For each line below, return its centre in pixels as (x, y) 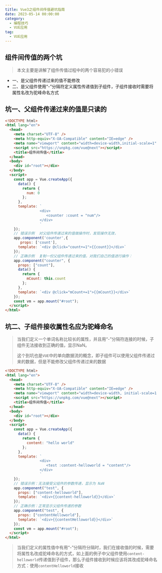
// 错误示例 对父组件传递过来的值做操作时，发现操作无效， (66, 233)
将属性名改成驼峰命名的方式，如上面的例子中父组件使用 (72, 554)
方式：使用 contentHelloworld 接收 (50, 566)
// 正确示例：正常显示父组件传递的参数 (48, 506)
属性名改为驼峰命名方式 (35, 92)
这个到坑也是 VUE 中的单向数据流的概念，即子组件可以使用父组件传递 (84, 355)
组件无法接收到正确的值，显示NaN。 (53, 345)
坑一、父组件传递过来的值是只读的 (56, 109)
